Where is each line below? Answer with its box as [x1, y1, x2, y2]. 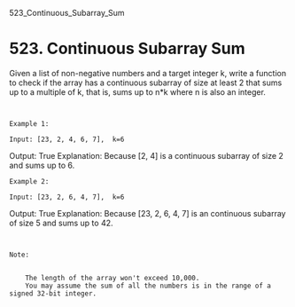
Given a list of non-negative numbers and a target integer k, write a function [9, 67, 286, 78]
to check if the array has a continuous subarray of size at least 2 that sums [9, 77, 283, 88]
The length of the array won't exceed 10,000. [25, 273, 200, 282]
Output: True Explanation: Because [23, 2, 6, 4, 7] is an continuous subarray [9, 208, 286, 218]
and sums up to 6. [9, 160, 75, 170]
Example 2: [9, 177, 50, 185]
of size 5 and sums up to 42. [9, 217, 113, 228]
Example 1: [9, 119, 50, 128]
